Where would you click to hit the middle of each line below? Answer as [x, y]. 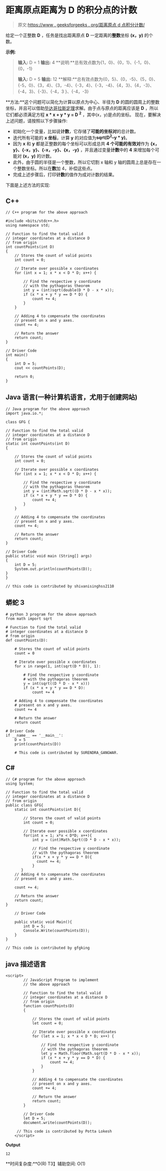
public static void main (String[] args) [49, 556]
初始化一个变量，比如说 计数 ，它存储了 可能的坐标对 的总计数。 [76, 131]
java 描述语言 [26, 964]
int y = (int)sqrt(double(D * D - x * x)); [69, 290]
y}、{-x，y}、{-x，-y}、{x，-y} [46, 150]
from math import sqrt [29, 619]
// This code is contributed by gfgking [48, 948]
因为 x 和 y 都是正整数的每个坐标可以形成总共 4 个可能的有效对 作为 [81, 144]
